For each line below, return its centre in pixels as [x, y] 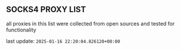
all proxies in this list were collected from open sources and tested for [90, 23]
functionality [21, 30]
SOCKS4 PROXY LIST [46, 10]
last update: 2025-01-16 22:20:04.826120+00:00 [63, 41]
